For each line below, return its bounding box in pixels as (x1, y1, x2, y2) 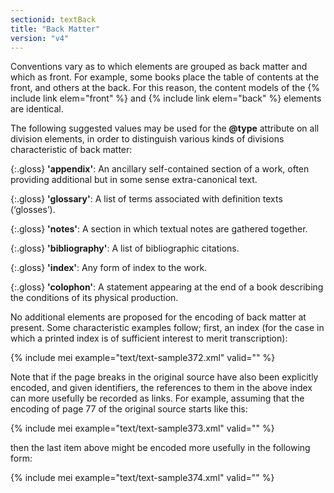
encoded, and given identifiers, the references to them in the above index (10, 382, 313, 394)
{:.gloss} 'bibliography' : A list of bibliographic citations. (10, 242, 240, 255)
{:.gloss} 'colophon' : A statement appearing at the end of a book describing (10, 281, 324, 293)
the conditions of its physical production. (10, 292, 179, 304)
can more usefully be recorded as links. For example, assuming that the (10, 392, 305, 405)
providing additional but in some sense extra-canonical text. (10, 174, 258, 186)
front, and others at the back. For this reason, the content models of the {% (10, 82, 321, 94)
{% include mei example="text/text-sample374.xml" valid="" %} (10, 472, 275, 484)
